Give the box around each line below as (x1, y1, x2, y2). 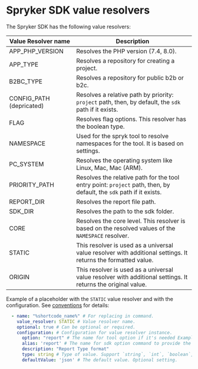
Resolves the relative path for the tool (76, 173, 180, 181)
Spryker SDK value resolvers (6, 4, 150, 17)
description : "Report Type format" (21, 346, 110, 352)
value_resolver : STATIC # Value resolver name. (16, 318, 136, 325)
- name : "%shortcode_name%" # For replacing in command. (11, 313, 154, 319)
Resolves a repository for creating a (76, 57, 175, 65)
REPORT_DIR (9, 197, 45, 205)
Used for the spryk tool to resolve (76, 132, 169, 140)
